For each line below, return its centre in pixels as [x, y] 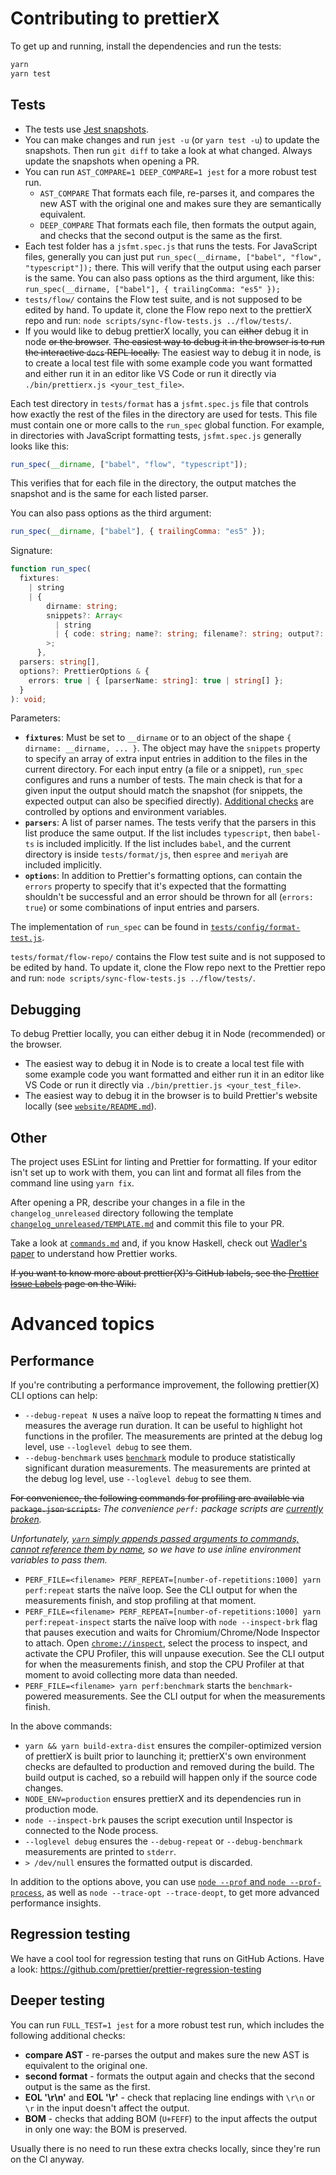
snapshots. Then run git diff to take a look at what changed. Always [168, 150]
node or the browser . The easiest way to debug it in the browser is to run [174, 341]
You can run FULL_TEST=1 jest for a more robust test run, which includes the [167, 2024]
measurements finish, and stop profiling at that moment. [140, 1600]
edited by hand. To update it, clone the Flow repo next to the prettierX [168, 309]
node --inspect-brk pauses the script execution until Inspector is [158, 1820]
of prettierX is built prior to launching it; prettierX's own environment [165, 1756]
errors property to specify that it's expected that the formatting [155, 886]
